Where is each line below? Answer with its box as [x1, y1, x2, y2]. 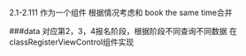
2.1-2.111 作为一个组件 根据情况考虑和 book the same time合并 [9, 7, 233, 17]
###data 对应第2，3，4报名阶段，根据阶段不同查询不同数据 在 [9, 25, 237, 36]
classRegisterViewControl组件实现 [9, 37, 135, 47]
